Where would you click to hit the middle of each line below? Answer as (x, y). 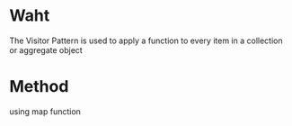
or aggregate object (46, 49)
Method (39, 87)
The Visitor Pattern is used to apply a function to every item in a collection (146, 40)
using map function (45, 111)
